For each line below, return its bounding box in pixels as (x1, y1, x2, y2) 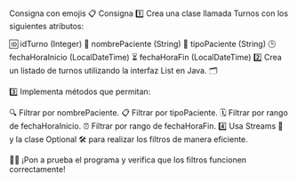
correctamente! (9, 164, 66, 174)
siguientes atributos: (9, 21, 84, 31)
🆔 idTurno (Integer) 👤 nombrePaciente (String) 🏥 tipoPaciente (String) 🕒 (9, 39, 277, 49)
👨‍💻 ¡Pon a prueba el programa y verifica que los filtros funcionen (9, 154, 247, 165)
